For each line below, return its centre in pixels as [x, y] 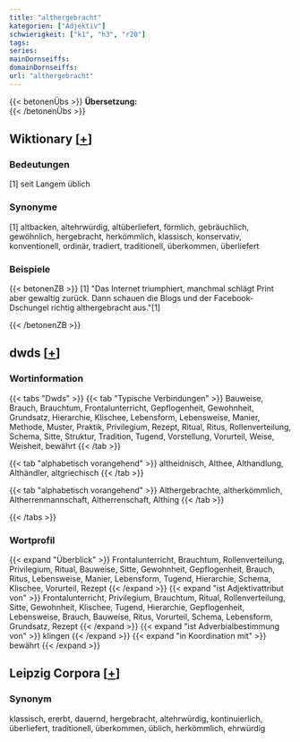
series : [24, 51]
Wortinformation [46, 379]
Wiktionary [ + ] [51, 139]
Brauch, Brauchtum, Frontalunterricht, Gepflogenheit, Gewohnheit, [132, 408]
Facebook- [234, 298]
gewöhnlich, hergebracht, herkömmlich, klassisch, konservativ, [125, 236]
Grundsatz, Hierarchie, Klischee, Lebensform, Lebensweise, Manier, [135, 417]
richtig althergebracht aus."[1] [106, 308]
